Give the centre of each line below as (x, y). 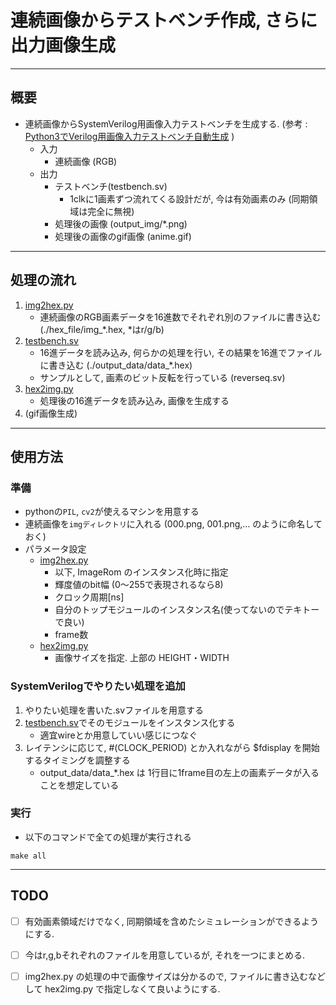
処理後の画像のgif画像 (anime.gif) (123, 236)
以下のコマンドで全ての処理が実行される (108, 837)
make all (28, 856)
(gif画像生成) (51, 413)
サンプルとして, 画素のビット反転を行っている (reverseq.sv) (162, 377)
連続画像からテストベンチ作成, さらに (164, 20)
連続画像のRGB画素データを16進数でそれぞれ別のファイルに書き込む (180, 317)
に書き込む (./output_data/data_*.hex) (116, 365)
